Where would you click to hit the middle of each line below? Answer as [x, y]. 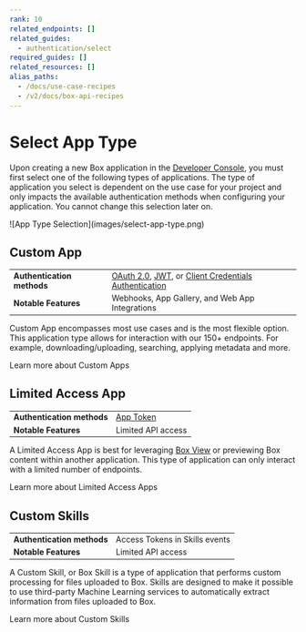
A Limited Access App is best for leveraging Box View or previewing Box [145, 450]
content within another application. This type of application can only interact [153, 460]
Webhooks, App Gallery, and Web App [183, 298]
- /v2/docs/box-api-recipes [71, 96]
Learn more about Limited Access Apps [83, 487]
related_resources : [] [52, 67]
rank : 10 [26, 19]
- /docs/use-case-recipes [67, 87]
